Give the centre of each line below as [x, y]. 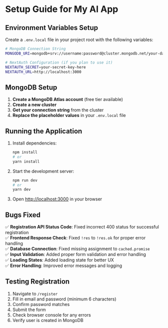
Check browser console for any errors [51, 315]
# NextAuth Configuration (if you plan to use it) [59, 62]
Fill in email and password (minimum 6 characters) [64, 299]
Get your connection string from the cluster [58, 110]
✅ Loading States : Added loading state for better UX [59, 260]
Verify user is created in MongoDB [48, 320]
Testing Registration [37, 282]
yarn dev [21, 189]
